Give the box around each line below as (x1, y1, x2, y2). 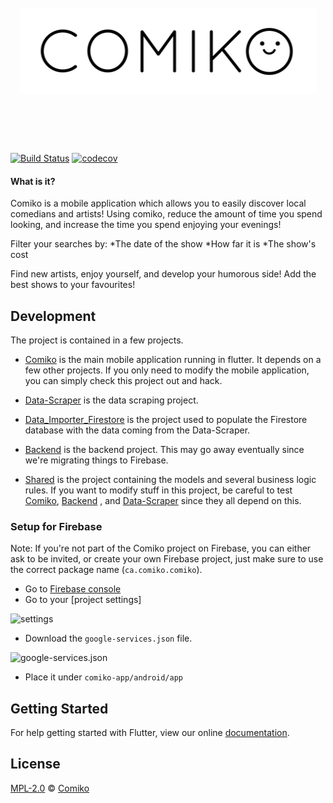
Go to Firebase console (24, 583, 122, 595)
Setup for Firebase (10, 519, 103, 533)
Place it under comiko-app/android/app (24, 671, 183, 683)
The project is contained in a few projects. (10, 334, 184, 346)
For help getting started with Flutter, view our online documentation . (10, 727, 290, 739)
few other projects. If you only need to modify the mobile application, (24, 364, 310, 376)
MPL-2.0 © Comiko (10, 782, 90, 794)
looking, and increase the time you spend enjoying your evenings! (10, 219, 282, 231)
